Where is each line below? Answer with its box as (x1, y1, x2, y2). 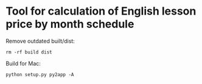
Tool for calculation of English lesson (5, 4, 197, 18)
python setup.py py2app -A (5, 71, 74, 77)
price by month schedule (5, 17, 134, 31)
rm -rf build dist (5, 49, 52, 55)
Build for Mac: (5, 60, 41, 67)
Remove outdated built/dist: (5, 37, 75, 44)
